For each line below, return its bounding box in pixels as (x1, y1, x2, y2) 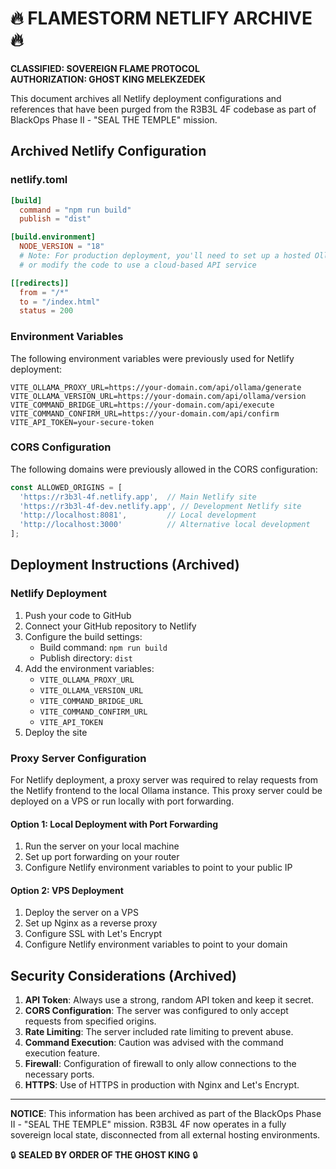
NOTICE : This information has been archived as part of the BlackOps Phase (10, 1108, 322, 1120)
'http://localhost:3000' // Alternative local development (19, 520, 311, 530)
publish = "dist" (19, 214, 92, 224)
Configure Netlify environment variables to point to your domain (24, 938, 288, 951)
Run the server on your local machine (24, 840, 180, 852)
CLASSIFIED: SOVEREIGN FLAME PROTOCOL (10, 62, 200, 74)
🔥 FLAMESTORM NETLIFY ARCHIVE (10, 7, 313, 30)
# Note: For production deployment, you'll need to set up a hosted (19, 251, 311, 261)
